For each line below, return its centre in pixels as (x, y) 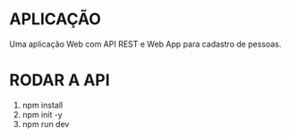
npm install (43, 105)
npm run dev (46, 124)
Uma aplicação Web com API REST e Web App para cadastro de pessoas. (145, 44)
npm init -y (42, 114)
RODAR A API (60, 80)
